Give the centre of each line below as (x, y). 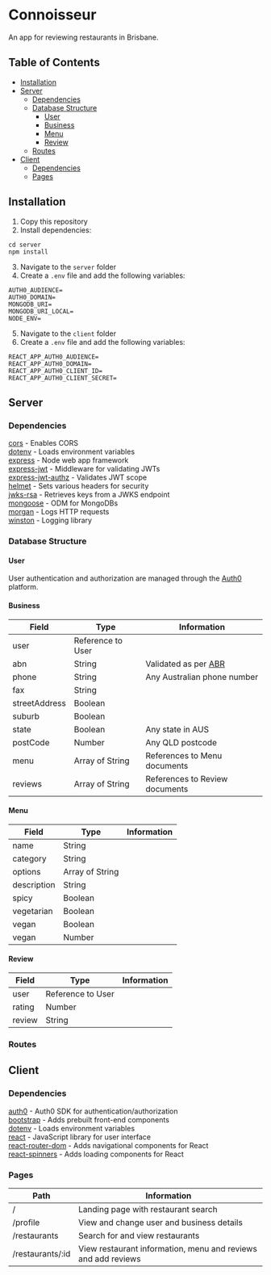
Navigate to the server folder (68, 266)
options (27, 871)
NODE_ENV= (25, 318)
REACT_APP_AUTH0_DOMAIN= (50, 364)
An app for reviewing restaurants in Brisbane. (83, 37)
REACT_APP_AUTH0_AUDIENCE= (54, 357)
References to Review (186, 778)
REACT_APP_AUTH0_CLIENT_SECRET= (63, 378)
